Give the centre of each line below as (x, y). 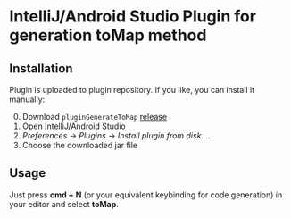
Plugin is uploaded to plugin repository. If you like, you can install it (132, 90)
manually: (27, 99)
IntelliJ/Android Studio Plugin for (133, 17)
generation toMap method (108, 35)
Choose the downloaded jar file (80, 145)
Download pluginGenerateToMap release (95, 117)
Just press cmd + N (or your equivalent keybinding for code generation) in (146, 195)
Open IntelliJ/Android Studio (74, 126)
